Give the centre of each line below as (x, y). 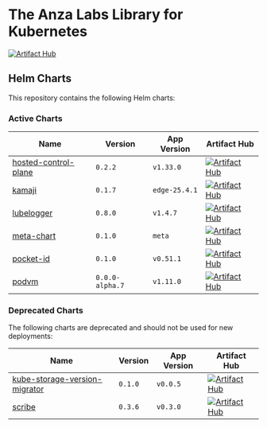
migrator (28, 389)
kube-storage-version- (58, 379)
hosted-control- (44, 162)
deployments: (31, 337)
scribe (24, 407)
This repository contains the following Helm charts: (92, 98)
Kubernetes (48, 31)
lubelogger (33, 213)
